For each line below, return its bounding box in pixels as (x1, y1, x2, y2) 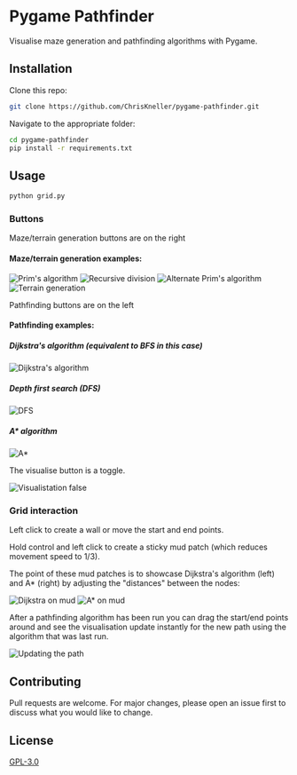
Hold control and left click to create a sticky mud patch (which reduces (9, 542, 269, 552)
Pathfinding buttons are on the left (9, 299, 135, 310)
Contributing (9, 674, 82, 689)
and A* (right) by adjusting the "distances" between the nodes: (9, 578, 241, 589)
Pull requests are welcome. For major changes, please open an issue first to (9, 698, 286, 708)
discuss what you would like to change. (9, 708, 153, 718)
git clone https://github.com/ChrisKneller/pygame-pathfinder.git (9, 102, 260, 111)
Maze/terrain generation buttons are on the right (9, 233, 186, 243)
